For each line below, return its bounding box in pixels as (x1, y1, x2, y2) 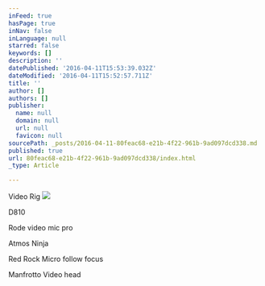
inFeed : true (8, 11, 52, 20)
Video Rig (8, 192, 41, 201)
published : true (8, 147, 63, 155)
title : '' (8, 79, 42, 87)
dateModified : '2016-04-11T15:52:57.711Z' (8, 72, 153, 80)
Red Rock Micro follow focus (8, 255, 104, 264)
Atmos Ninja (8, 238, 49, 248)
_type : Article (8, 162, 60, 170)
